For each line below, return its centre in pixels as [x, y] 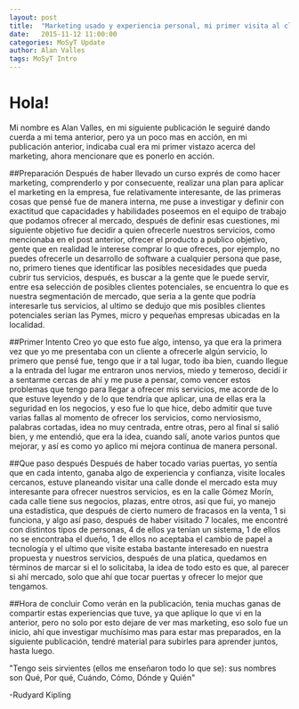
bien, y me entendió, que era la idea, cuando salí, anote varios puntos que [145, 436]
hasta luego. [32, 650]
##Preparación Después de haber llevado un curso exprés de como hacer [145, 173]
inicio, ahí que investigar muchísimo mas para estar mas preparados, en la [145, 632]
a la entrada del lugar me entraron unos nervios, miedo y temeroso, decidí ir [148, 370]
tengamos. [29, 586]
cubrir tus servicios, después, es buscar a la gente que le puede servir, [139, 277]
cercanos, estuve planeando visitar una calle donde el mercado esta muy [143, 482]
